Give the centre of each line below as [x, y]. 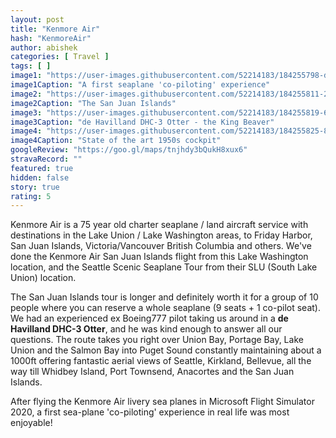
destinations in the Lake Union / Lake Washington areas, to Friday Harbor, [161, 235]
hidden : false [40, 177]
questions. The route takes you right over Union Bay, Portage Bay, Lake [157, 340]
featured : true [42, 168]
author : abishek [44, 47]
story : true [35, 187]
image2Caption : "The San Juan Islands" [93, 103]
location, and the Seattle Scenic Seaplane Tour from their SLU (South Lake [164, 267]
